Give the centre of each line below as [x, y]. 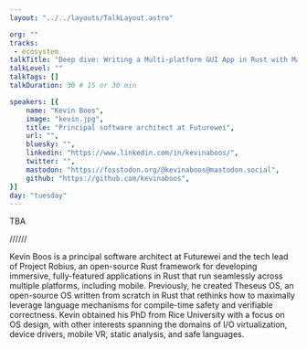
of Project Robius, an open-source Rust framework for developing [133, 267]
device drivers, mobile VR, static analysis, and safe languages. [127, 334]
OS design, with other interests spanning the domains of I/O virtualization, [148, 324]
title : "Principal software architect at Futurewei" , [130, 127]
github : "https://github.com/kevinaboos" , [108, 178]
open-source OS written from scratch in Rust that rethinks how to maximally [152, 296]
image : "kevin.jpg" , [65, 119]
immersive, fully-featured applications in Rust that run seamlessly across [146, 276]
